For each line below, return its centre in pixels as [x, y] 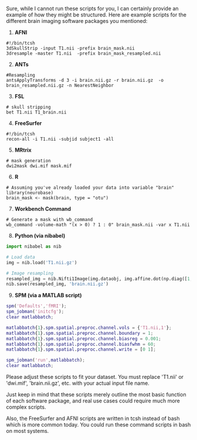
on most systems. [28, 431]
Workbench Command [43, 209]
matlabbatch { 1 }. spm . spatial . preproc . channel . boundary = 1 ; [80, 333]
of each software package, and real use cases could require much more [93, 401]
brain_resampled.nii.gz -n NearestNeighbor [60, 85]
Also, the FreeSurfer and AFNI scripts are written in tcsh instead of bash [93, 418]
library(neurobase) [30, 193]
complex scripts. [26, 407]
